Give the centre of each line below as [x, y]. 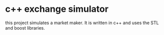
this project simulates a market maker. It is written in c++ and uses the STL [82, 23]
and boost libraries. [25, 28]
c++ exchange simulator [57, 9]
